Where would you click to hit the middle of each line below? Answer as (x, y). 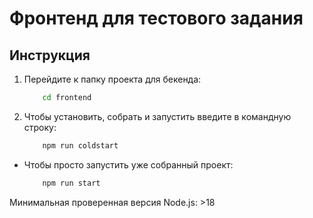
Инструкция (50, 55)
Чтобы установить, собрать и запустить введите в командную (157, 116)
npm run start (71, 183)
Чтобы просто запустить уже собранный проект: (128, 164)
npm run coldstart (80, 145)
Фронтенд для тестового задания (156, 18)
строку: (40, 127)
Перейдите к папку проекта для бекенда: (112, 79)
